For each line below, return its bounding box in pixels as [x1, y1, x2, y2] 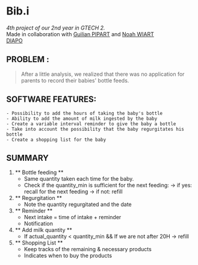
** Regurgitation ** [14, 195, 62, 202]
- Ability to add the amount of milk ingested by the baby [6, 116, 158, 122]
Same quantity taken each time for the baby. [23, 175, 134, 182]
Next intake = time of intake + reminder [23, 214, 122, 221]
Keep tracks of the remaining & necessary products [23, 246, 152, 253]
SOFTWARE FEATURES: [6, 95, 97, 105]
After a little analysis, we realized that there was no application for [20, 70, 185, 78]
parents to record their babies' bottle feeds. [20, 76, 129, 84]
